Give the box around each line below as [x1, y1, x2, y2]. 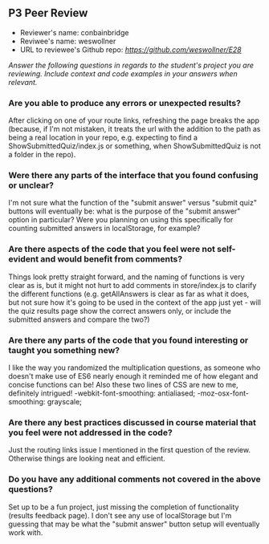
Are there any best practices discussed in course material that [8, 416, 257, 428]
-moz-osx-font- [197, 388, 250, 398]
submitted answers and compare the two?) [8, 315, 150, 324]
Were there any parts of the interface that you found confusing [8, 170, 259, 181]
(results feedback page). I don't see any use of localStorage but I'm [8, 510, 232, 520]
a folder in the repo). [8, 150, 76, 160]
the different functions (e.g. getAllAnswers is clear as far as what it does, [8, 289, 250, 298]
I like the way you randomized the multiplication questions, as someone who [8, 363, 261, 372]
